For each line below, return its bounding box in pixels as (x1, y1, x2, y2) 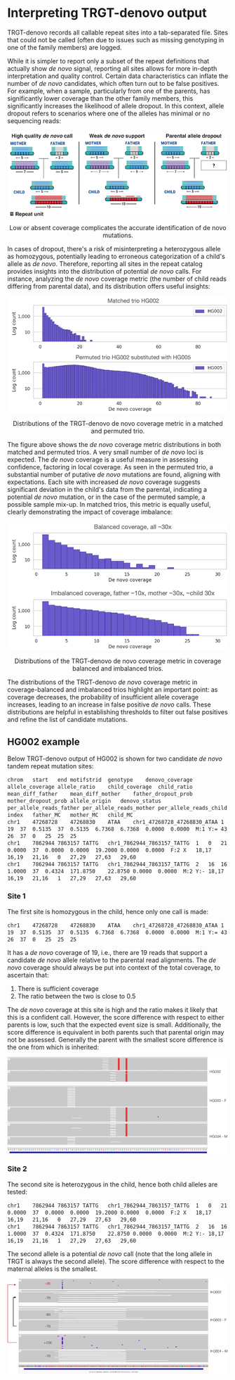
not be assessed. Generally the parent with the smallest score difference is (7, 1035, 224, 1044)
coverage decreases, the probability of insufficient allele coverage (7, 693, 199, 702)
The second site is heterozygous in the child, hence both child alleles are (7, 1180, 218, 1189)
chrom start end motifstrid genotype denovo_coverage (7, 776, 193, 784)
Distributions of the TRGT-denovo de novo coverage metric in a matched (13, 419, 223, 427)
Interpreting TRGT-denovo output (7, 5, 207, 21)
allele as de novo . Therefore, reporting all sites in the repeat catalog (7, 260, 203, 268)
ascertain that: (7, 970, 49, 979)
